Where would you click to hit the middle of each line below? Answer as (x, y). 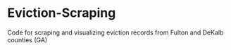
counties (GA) (27, 39)
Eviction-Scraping (62, 13)
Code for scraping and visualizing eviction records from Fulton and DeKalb (115, 32)
